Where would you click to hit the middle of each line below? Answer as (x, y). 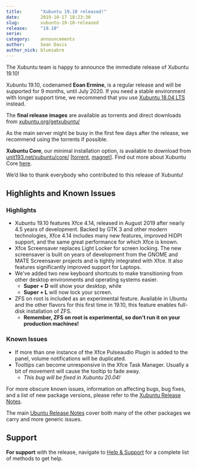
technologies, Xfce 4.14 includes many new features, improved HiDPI (98, 236)
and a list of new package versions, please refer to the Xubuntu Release (93, 395)
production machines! (51, 324)
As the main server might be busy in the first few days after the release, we (97, 133)
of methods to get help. (35, 458)
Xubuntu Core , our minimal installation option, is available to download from (99, 150)
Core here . (19, 163)
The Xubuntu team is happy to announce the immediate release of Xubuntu (97, 67)
